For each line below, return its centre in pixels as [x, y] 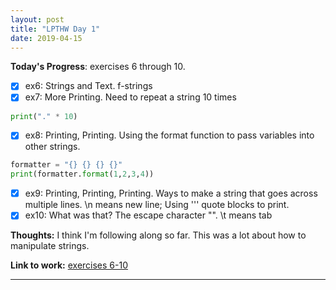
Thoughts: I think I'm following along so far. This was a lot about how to [158, 235]
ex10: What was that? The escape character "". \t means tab [148, 215]
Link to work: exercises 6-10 [69, 265]
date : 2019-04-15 [46, 38]
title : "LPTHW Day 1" [55, 29]
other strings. [52, 147]
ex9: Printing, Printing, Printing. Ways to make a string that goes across [171, 193]
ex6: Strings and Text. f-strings [88, 86]
